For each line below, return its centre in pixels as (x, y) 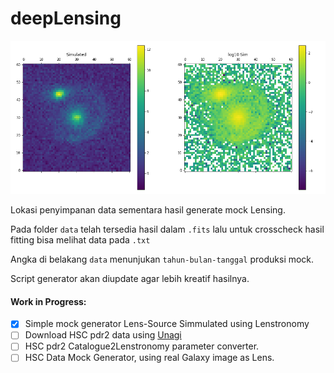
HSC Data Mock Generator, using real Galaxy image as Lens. (149, 358)
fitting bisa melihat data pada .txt (80, 240)
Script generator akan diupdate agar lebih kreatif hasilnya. (130, 279)
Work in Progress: (48, 301)
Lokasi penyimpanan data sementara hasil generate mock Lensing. (148, 210)
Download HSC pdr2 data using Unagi (103, 335)
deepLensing (66, 18)
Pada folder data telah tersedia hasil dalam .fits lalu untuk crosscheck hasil (167, 229)
